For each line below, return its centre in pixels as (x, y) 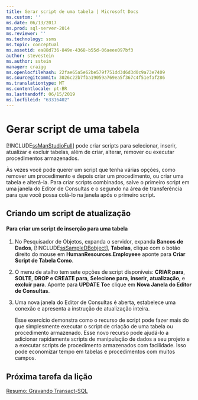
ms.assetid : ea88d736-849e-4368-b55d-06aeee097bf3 (70, 50)
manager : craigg (26, 67)
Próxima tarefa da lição (49, 377)
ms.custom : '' (24, 17)
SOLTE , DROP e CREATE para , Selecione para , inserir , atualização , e (100, 279)
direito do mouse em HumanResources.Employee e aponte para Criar (100, 254)
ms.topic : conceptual (33, 45)
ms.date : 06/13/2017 (32, 23)
